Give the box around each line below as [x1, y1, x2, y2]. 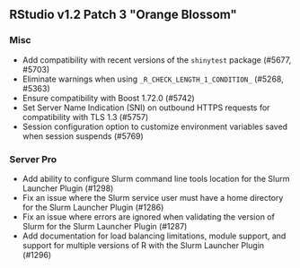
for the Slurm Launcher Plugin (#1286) [22, 202, 164, 212]
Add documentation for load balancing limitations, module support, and [22, 230, 287, 241]
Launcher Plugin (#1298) [22, 183, 114, 194]
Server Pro [9, 152, 57, 165]
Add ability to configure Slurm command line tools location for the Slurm [22, 173, 290, 184]
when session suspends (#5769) [22, 130, 144, 142]
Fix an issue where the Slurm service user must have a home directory [22, 192, 284, 203]
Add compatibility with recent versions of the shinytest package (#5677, [22, 54, 292, 65]
